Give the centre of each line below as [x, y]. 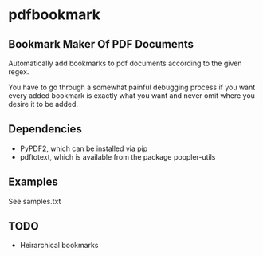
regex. [19, 72]
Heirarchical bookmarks [59, 246]
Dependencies [45, 129]
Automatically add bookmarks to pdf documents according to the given [125, 63]
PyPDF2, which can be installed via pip [84, 148]
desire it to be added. [43, 104]
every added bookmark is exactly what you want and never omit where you [131, 96]
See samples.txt [35, 201]
